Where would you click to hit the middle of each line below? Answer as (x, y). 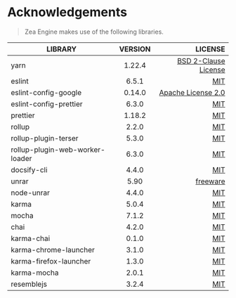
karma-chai (31, 238)
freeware (210, 181)
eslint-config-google (46, 92)
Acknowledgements (67, 12)
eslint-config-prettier (47, 104)
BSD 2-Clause (201, 60)
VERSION (135, 48)
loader (21, 158)
